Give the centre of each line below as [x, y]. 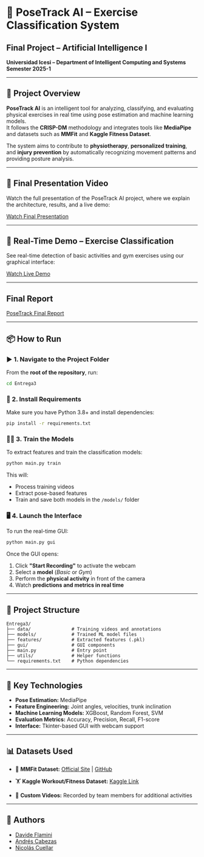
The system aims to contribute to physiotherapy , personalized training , [97, 146]
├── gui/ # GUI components [61, 645]
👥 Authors [26, 820]
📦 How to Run [34, 339]
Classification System [63, 25]
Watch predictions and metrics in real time [70, 585]
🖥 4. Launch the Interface [44, 516]
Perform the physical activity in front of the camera [80, 579]
